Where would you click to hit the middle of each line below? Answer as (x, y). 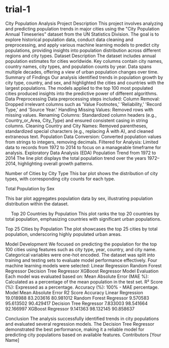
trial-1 (18, 9)
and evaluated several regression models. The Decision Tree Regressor (80, 324)
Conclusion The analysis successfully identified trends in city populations (82, 319)
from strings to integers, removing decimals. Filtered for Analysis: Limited (82, 142)
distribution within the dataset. (37, 203)
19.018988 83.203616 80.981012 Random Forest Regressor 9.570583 (77, 298)
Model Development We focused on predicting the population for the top (81, 244)
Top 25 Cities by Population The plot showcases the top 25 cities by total (81, 229)
